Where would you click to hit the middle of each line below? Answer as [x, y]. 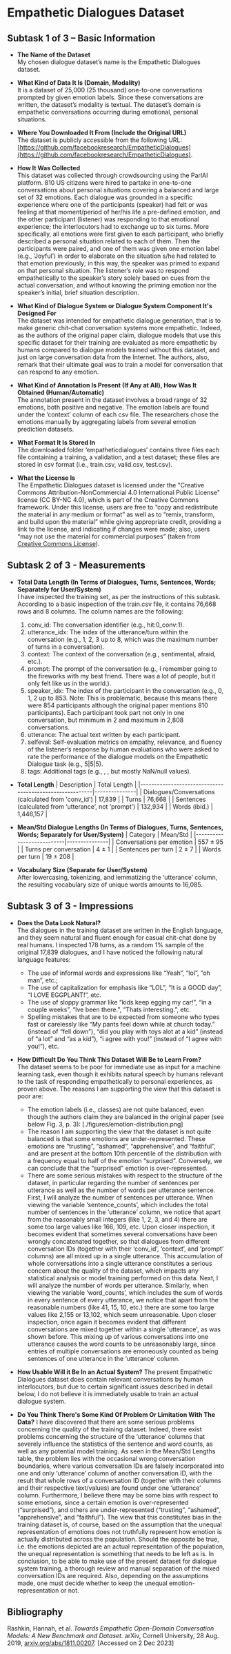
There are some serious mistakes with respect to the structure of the [125, 1175]
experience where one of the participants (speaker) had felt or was [112, 204]
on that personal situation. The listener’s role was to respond [103, 271]
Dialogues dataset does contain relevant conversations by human [110, 1379]
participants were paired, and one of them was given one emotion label [118, 249]
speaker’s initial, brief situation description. [78, 292]
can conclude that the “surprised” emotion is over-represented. [118, 1168]
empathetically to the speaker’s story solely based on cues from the [113, 278]
